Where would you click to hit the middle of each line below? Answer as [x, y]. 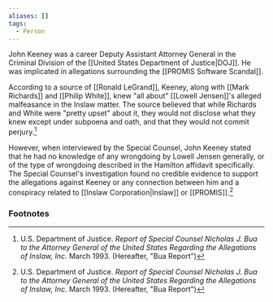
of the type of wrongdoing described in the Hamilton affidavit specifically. [132, 165]
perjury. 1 [23, 131]
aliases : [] [28, 16]
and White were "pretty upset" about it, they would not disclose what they [132, 113]
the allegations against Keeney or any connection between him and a [124, 182]
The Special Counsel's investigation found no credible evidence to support [133, 174]
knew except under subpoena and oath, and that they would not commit [129, 122]
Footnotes [29, 213]
